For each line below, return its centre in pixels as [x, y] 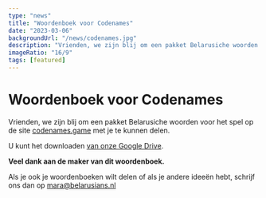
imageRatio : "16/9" [41, 53]
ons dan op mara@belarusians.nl [62, 185]
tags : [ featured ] [37, 61]
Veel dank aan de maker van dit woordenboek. [86, 161]
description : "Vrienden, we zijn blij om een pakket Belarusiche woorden [133, 46]
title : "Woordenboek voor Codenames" [71, 23]
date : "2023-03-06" [41, 30]
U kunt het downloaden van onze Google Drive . [86, 145]
